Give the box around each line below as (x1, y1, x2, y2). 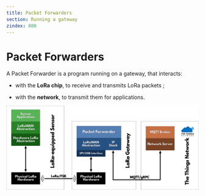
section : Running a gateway (6, 16, 78, 23)
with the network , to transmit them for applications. (15, 93, 145, 101)
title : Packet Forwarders (6, 10, 72, 16)
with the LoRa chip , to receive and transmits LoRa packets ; (15, 82, 165, 89)
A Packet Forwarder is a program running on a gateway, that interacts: (6, 70, 182, 78)
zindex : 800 (6, 23, 37, 29)
